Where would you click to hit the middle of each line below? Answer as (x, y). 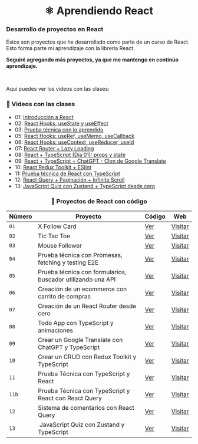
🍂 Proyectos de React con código (99, 201)
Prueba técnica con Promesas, (80, 255)
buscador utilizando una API (77, 279)
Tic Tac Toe (54, 236)
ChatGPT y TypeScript (69, 347)
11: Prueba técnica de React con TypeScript (67, 173)
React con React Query (70, 398)
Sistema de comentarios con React (86, 408)
